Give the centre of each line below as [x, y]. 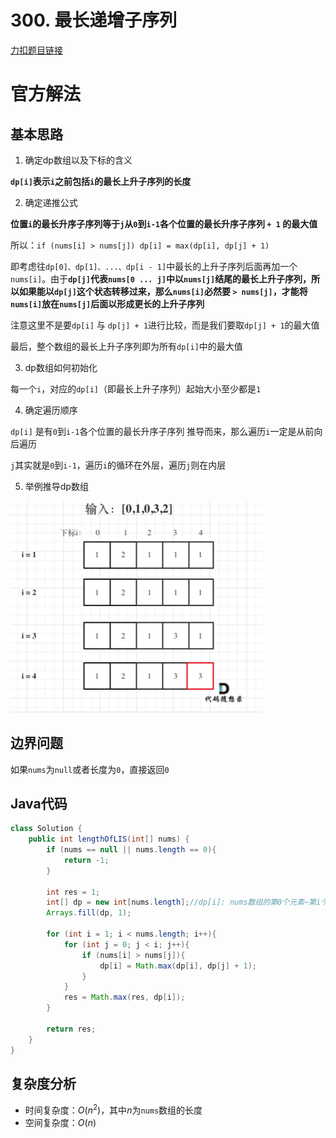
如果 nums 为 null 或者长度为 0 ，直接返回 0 [90, 769]
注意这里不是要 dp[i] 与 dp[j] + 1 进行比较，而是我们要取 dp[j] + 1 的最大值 [165, 325]
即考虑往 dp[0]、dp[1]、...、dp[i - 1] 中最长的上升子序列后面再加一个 [154, 266]
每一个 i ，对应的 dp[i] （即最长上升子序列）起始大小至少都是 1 [136, 388]
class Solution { [46, 829]
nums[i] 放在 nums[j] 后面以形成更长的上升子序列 [107, 303]
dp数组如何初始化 [61, 367]
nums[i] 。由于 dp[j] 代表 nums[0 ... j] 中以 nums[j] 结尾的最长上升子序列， [161, 278]
